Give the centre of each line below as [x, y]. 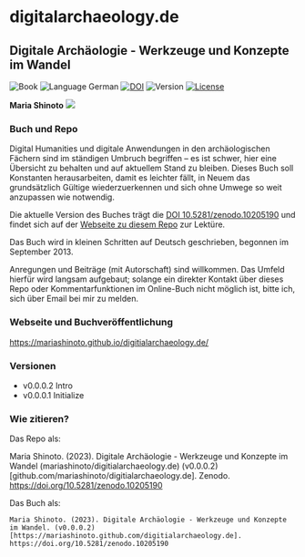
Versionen [33, 366]
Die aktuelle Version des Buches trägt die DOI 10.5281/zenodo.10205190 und [152, 215]
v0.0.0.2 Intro [48, 386]
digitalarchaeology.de [94, 17]
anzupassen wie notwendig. [62, 197]
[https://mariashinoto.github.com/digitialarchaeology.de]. [126, 536]
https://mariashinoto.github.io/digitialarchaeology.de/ [109, 342]
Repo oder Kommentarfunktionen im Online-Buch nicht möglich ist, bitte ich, [152, 289]
